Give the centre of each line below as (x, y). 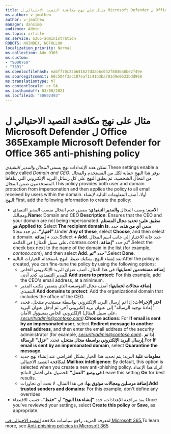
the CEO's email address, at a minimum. (62, 280)
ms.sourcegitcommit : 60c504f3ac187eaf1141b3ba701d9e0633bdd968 (74, 77)
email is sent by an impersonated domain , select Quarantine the (89, 346)
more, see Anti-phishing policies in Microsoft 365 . (58, 426)
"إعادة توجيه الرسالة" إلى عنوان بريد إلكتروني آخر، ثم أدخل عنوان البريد (87, 307)
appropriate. (26, 411)
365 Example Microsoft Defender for (83, 142)
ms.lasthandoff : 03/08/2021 (35, 91)
